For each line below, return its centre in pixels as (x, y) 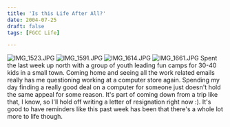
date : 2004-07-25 (32, 20)
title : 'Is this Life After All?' (57, 13)
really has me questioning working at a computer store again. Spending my (114, 80)
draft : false (26, 26)
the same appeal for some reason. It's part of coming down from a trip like (113, 95)
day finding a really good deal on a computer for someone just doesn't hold (114, 87)
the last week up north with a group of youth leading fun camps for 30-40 (112, 65)
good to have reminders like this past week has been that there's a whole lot (115, 109)
